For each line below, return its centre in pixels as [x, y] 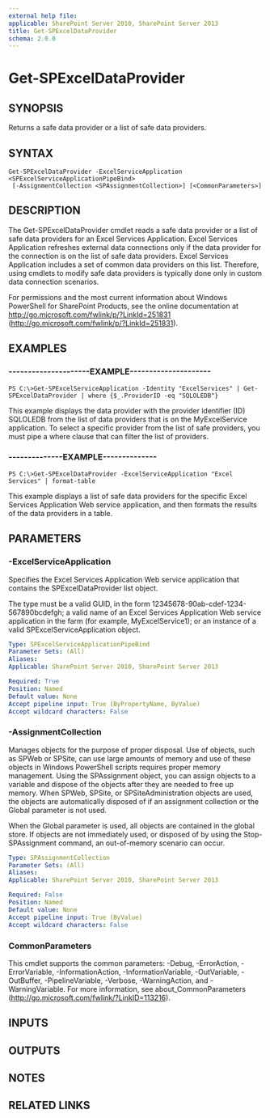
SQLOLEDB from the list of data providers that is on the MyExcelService [128, 419]
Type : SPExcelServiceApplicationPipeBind [79, 644]
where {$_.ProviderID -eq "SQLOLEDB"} [153, 396]
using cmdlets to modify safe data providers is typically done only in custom [135, 273]
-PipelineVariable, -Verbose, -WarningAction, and [126, 980]
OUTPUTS [34, 1050]
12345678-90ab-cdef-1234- [199, 603]
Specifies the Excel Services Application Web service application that [124, 579]
